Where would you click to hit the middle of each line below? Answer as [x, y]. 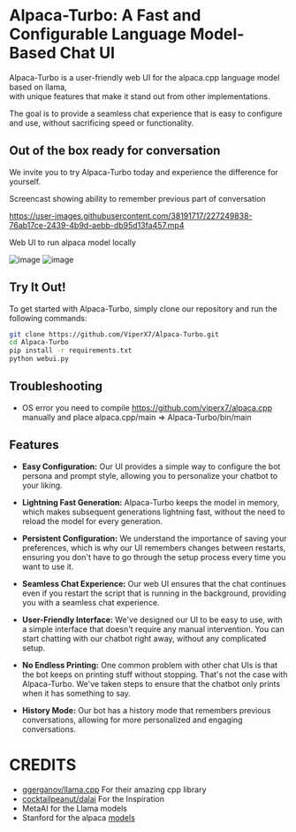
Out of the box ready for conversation [115, 151]
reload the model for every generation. [92, 521]
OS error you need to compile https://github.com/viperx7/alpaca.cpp [147, 407]
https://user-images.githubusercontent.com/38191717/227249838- [131, 216]
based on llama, [38, 87]
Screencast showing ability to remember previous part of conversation [138, 198]
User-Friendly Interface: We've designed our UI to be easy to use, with [152, 620]
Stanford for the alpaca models [78, 817]
